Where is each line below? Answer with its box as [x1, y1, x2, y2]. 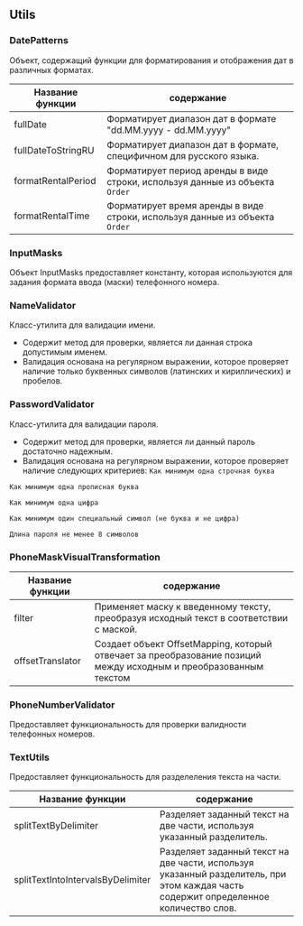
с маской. [94, 623, 138, 635]
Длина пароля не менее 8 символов [9, 530, 140, 539]
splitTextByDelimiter [14, 820, 99, 832]
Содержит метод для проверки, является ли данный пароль [22, 436, 255, 447]
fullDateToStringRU [14, 144, 95, 156]
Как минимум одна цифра [9, 498, 99, 507]
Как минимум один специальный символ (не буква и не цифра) [9, 514, 241, 523]
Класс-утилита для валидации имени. [9, 319, 156, 330]
